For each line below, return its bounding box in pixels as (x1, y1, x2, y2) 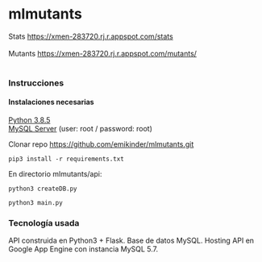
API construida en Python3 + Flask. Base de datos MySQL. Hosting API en (8, 235, 255, 246)
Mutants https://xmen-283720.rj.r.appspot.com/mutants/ (8, 48, 198, 58)
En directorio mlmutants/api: (8, 169, 102, 179)
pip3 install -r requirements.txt (8, 155, 125, 164)
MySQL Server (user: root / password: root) (8, 124, 153, 134)
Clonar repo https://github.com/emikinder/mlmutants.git (8, 139, 194, 149)
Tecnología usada (8, 217, 80, 228)
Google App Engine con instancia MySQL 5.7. (8, 244, 159, 254)
